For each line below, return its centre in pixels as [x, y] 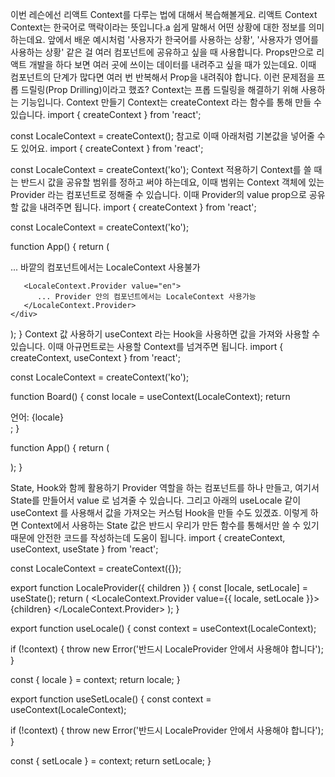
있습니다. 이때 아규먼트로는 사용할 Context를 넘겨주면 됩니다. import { [147, 346]
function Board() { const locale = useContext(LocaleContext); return [150, 396]
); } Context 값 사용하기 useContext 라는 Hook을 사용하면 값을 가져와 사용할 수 [165, 334]
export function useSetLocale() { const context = [111, 699]
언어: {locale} [37, 417]
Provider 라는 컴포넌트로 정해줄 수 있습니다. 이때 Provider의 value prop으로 [158, 194]
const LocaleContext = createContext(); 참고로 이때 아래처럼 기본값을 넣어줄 [162, 136]
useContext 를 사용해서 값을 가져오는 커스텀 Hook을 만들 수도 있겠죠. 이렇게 [159, 512]
